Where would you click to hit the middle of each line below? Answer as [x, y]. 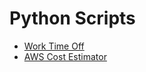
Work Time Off [54, 46]
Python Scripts [72, 18]
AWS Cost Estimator [65, 56]
